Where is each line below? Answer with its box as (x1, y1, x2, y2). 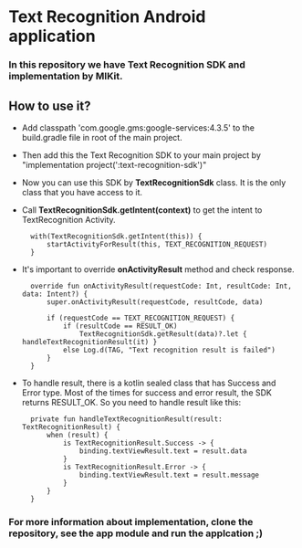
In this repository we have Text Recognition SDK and (8, 58, 245, 71)
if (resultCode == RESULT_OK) (62, 321, 178, 331)
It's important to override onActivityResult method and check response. (21, 263, 295, 275)
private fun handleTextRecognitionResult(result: (30, 414, 223, 424)
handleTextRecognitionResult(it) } (21, 337, 158, 346)
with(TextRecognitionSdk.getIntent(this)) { (30, 231, 203, 241)
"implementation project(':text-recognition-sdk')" (21, 159, 207, 170)
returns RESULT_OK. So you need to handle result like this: (21, 396, 242, 407)
